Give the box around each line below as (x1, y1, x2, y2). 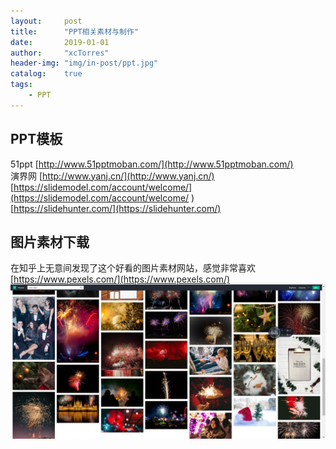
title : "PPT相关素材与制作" (10, 26, 139, 37)
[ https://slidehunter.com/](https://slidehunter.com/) (10, 202, 222, 214)
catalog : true (10, 69, 83, 79)
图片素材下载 (10, 233, 90, 250)
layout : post (10, 16, 83, 26)
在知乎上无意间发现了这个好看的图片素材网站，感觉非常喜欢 (10, 262, 256, 274)
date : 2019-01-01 (10, 37, 110, 47)
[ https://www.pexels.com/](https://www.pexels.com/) (10, 273, 231, 285)
